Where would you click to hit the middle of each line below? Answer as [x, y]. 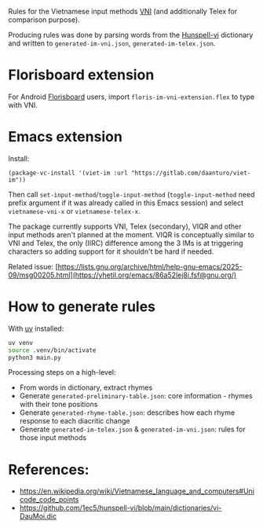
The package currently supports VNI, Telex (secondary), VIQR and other [125, 226]
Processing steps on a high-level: [62, 372]
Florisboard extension [81, 75]
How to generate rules [82, 307]
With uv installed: [36, 328]
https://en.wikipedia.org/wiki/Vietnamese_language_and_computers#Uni [137, 491]
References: [49, 469]
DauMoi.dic [38, 516]
